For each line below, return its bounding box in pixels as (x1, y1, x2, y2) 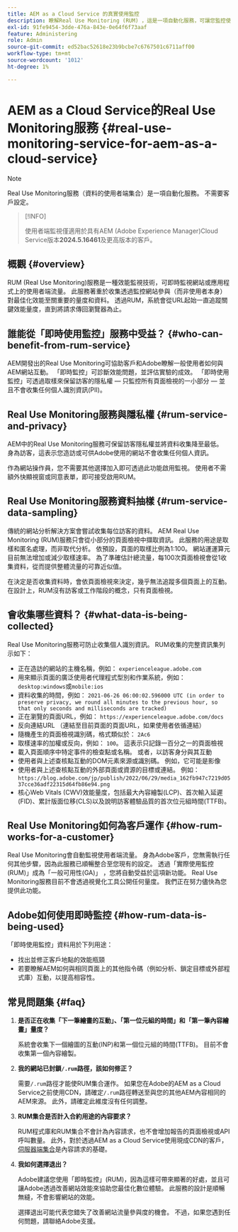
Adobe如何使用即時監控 (7, 909, 112, 921)
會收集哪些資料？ (7, 609, 82, 621)
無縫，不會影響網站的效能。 (17, 1193, 99, 1201)
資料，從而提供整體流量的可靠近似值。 (13, 562, 125, 570)
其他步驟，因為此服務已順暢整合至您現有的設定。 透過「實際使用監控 (13, 860, 214, 868)
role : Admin (7, 37, 42, 44)
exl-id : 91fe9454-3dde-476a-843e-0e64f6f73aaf (7, 23, 147, 31)
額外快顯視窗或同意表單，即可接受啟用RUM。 (7, 473, 140, 481)
